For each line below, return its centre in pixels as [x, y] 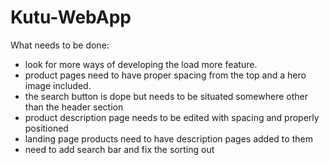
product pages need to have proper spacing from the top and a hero [165, 75]
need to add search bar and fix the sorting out [119, 149]
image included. [58, 85]
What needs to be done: [60, 45]
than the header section [74, 107]
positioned [46, 128]
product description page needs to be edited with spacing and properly [172, 117]
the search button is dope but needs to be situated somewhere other [166, 96]
